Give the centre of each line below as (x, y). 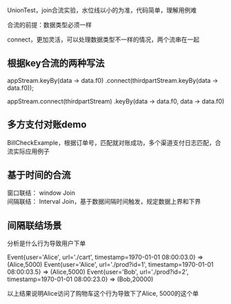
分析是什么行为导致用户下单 (47, 243)
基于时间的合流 (39, 175)
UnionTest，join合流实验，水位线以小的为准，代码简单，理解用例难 (102, 10)
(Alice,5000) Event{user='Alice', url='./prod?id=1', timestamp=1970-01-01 (110, 265)
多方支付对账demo (47, 125)
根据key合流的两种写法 (56, 63)
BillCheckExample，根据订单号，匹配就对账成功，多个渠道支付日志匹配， (111, 142)
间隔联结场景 (34, 226)
